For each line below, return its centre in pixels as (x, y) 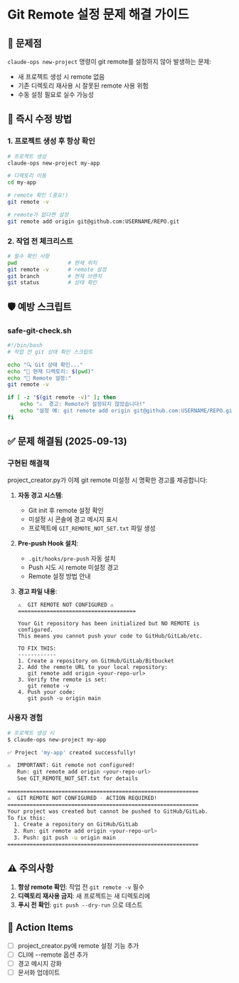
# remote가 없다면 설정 (38, 214)
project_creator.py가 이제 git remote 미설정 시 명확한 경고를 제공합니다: (107, 480)
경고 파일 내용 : (37, 591)
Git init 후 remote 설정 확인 (66, 511)
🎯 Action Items (40, 928)
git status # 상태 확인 (52, 283)
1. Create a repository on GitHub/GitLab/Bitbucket (96, 661)
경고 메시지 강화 (39, 963)
